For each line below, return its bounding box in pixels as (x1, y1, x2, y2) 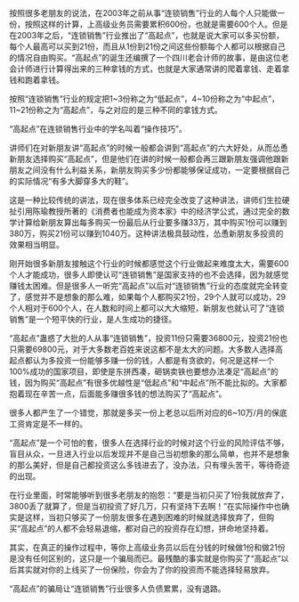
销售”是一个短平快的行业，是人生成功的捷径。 (9, 314, 177, 324)
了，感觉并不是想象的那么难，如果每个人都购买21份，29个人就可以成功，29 (9, 292, 287, 302)
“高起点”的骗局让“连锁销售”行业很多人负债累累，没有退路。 (9, 583, 226, 594)
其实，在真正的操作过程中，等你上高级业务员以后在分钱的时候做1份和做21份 (9, 542, 286, 552)
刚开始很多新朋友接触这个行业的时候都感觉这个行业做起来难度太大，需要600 (9, 258, 289, 269)
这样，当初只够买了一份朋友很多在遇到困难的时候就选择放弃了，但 (24, 512, 267, 523)
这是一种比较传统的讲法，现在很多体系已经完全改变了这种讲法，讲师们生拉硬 (9, 195, 290, 205)
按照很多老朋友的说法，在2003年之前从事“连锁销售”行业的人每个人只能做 (9, 8, 278, 18)
